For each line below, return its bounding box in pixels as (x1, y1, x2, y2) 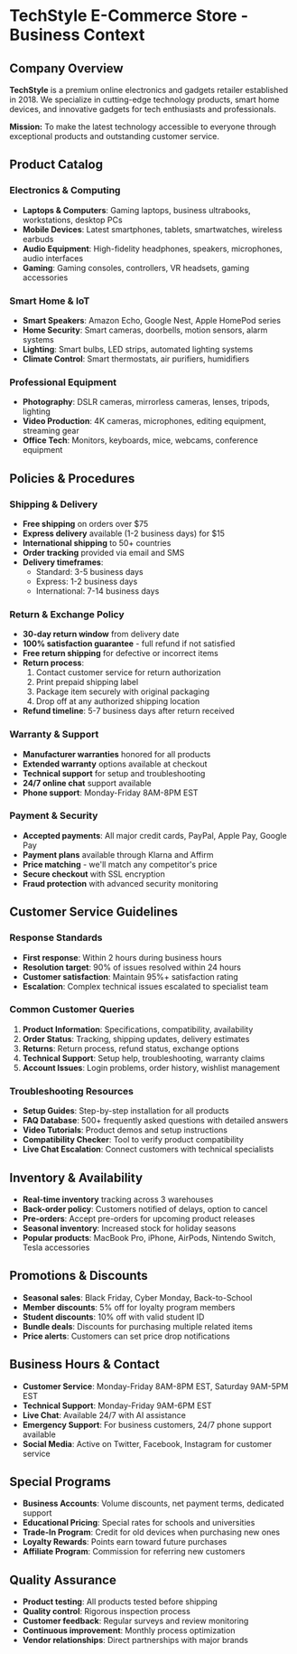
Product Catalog (9, 157, 104, 173)
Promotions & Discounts (9, 1268, 149, 1283)
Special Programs (9, 1474, 111, 1490)
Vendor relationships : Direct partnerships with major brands (22, 1635, 248, 1646)
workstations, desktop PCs (22, 214, 124, 225)
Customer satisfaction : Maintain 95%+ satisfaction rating (22, 971, 239, 982)
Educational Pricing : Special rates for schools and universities (22, 1518, 255, 1528)
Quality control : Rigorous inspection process (22, 1606, 191, 1617)
